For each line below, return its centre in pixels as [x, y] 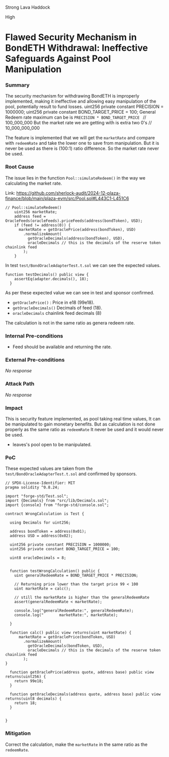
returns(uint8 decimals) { [33, 699]
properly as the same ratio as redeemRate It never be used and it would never [84, 429]
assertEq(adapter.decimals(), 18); [52, 279]
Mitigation [18, 733]
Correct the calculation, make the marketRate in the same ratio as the [76, 744]
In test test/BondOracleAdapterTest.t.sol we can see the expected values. [83, 265]
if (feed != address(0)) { [43, 225]
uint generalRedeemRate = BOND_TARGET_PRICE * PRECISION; [76, 575]
